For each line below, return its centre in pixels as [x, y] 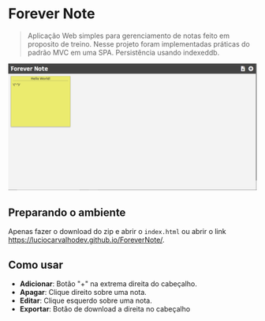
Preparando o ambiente [67, 212]
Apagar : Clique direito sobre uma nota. [83, 292]
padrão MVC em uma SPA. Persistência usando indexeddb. [123, 52]
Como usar [36, 264]
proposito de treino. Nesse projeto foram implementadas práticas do [138, 43]
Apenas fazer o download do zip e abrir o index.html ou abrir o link [117, 232]
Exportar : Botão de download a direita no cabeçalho [105, 308]
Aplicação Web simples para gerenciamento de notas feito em [129, 36]
